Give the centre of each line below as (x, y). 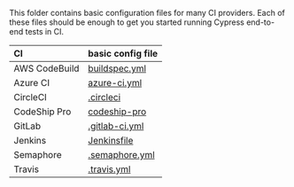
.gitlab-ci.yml (116, 126)
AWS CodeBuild (46, 68)
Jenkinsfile (111, 140)
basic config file (123, 54)
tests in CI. (45, 31)
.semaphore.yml (121, 155)
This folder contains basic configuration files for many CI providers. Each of (147, 13)
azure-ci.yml (115, 83)
